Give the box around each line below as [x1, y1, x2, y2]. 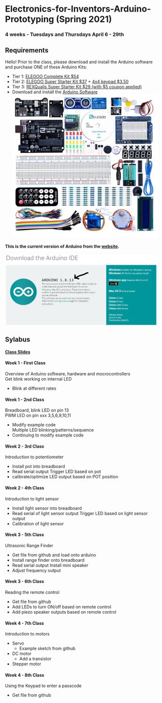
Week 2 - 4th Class [5, 485, 45, 491]
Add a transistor [19, 656, 52, 662]
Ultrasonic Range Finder [5, 542, 53, 548]
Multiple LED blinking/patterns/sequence [12, 427, 94, 433]
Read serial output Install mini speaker [12, 562, 89, 568]
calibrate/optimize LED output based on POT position [12, 474, 118, 480]
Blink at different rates [12, 385, 57, 391]
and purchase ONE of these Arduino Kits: [5, 64, 87, 70]
